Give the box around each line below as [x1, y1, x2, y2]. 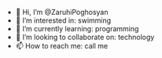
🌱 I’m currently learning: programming [15, 24, 139, 33]
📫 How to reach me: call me [15, 42, 109, 50]
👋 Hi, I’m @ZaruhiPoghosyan [15, 8, 109, 16]
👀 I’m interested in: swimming [15, 16, 112, 25]
